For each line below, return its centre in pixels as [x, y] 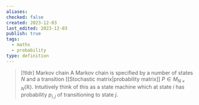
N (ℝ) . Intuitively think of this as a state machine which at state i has [102, 88]
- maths [21, 45]
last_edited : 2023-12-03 [37, 28]
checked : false [25, 17]
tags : [13, 39]
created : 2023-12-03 [32, 23]
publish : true [24, 34]
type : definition [28, 56]
